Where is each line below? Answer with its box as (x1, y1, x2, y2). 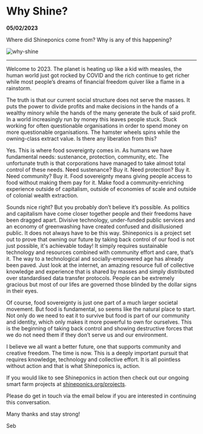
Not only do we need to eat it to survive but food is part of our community (6, 312, 190, 319)
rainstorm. (6, 84, 32, 92)
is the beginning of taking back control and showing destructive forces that (6, 324, 193, 332)
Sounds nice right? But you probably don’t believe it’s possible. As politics (6, 203, 190, 210)
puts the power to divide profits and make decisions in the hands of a (6, 102, 179, 110)
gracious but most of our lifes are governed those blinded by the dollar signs (6, 281, 197, 288)
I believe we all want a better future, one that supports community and (6, 342, 181, 350)
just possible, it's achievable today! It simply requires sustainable (6, 242, 168, 249)
